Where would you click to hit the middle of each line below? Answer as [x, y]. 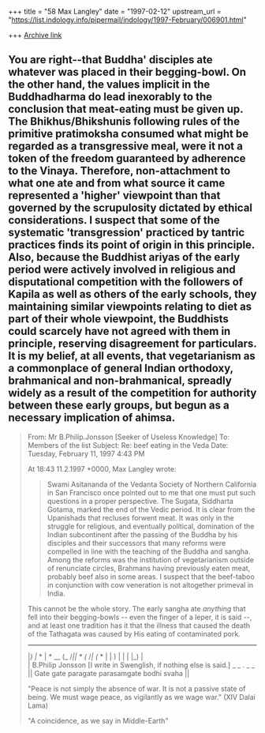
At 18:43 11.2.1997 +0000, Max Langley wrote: [102, 468]
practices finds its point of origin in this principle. [131, 245]
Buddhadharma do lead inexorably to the [110, 97]
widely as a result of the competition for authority [132, 393]
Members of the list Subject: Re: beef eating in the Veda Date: [128, 445]
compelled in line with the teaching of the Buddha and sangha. [149, 551]
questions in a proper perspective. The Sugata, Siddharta [140, 501]
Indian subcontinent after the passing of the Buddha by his [142, 534]
